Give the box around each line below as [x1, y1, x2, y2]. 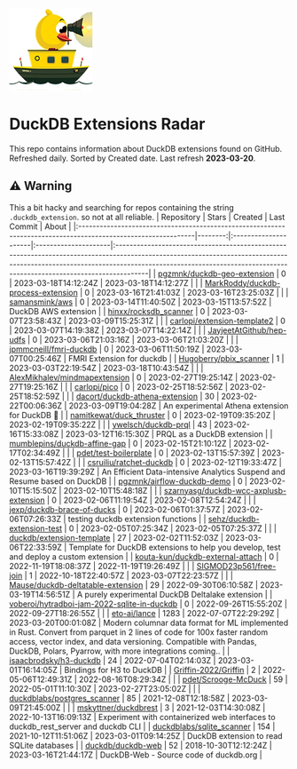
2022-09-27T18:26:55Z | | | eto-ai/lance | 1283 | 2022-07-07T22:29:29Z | [9, 607, 279, 618]
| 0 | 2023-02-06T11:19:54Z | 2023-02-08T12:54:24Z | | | [47, 495, 256, 505]
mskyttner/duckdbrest [76, 702, 158, 713]
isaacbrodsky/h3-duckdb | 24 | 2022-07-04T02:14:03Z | [9, 654, 216, 665]
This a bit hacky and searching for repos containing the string [9, 202, 235, 212]
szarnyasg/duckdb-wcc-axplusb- [163, 485, 286, 495]
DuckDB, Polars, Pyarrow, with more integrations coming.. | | [9, 646, 231, 656]
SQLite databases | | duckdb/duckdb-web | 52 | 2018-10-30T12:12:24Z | [9, 740, 272, 750]
